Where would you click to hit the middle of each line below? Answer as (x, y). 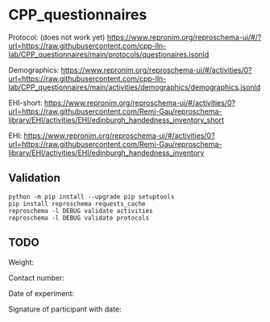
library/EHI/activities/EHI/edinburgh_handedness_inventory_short (116, 119)
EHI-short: (25, 102)
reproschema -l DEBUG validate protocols (79, 218)
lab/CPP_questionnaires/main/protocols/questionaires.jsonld (109, 54)
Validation (34, 178)
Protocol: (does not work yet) (57, 37)
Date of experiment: (42, 293)
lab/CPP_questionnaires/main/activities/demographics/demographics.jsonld (135, 87)
